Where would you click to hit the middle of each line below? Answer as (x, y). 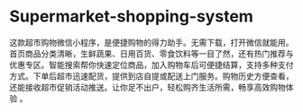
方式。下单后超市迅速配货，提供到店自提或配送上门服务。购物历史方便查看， (151, 76)
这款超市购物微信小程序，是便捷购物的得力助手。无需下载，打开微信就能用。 (151, 42)
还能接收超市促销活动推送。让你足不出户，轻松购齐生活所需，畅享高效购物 (147, 87)
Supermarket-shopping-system (132, 17)
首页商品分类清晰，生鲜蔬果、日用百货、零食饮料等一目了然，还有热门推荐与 (151, 53)
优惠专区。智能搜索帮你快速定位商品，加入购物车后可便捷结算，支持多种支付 (151, 65)
